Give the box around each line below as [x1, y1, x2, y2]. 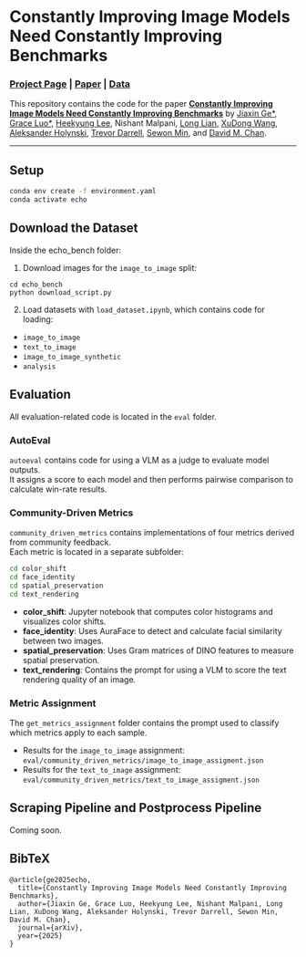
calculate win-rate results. [9, 484, 107, 494]
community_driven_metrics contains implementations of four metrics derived [9, 527, 295, 538]
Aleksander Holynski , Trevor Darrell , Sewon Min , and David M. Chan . [9, 128, 267, 139]
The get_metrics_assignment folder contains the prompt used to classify [9, 718, 280, 729]
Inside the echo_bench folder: [9, 244, 121, 255]
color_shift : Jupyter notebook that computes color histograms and [22, 606, 273, 617]
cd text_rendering [9, 589, 79, 598]
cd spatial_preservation [9, 581, 104, 590]
